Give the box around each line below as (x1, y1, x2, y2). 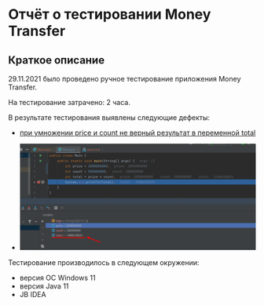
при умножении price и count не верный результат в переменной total (19, 128, 256, 137)
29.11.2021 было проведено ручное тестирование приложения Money (8, 74, 241, 83)
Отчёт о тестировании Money (8, 5, 211, 24)
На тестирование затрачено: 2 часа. (8, 98, 131, 107)
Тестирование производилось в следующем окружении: (8, 258, 200, 267)
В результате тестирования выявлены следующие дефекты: (8, 113, 211, 122)
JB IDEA (19, 290, 46, 300)
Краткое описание (8, 53, 104, 67)
